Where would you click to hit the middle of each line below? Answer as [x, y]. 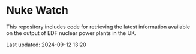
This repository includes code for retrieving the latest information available [98, 27]
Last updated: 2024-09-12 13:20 [46, 45]
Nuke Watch [37, 10]
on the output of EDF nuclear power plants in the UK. [71, 33]
